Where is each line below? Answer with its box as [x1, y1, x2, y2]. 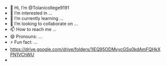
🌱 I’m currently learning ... [10, 15, 64, 21]
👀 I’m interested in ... [10, 10, 53, 16]
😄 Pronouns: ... [10, 33, 43, 39]
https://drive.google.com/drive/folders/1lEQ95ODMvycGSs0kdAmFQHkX [10, 46, 161, 52]
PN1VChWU [10, 51, 35, 57]
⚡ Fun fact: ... [10, 39, 38, 45]
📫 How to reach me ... [10, 26, 57, 32]
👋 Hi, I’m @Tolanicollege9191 [10, 5, 69, 10]
